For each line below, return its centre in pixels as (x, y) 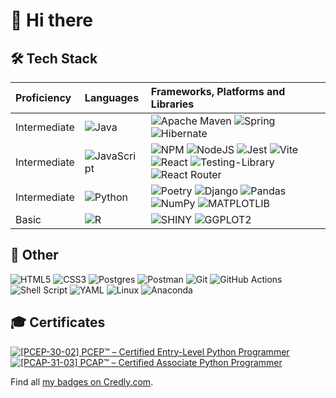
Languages (112, 97)
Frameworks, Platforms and (218, 91)
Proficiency (43, 97)
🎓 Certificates (58, 322)
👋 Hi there (51, 20)
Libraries (172, 104)
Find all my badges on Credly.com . (82, 381)
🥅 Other (34, 255)
